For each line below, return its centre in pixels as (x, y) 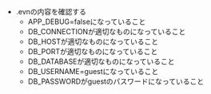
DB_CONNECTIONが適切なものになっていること (107, 31)
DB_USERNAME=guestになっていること (93, 71)
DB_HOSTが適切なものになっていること (93, 41)
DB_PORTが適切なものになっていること (93, 51)
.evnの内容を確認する (51, 12)
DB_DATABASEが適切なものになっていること (101, 61)
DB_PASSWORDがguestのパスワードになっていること (116, 81)
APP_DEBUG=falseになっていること (87, 22)
